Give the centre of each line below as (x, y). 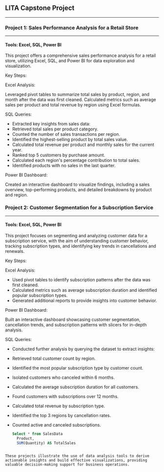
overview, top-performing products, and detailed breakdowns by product (79, 190)
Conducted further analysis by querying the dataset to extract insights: (83, 349)
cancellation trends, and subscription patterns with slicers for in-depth (76, 324)
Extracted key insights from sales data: (51, 124)
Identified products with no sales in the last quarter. (64, 166)
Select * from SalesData (37, 434)
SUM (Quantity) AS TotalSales (46, 443)
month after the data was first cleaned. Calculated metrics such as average (81, 99)
